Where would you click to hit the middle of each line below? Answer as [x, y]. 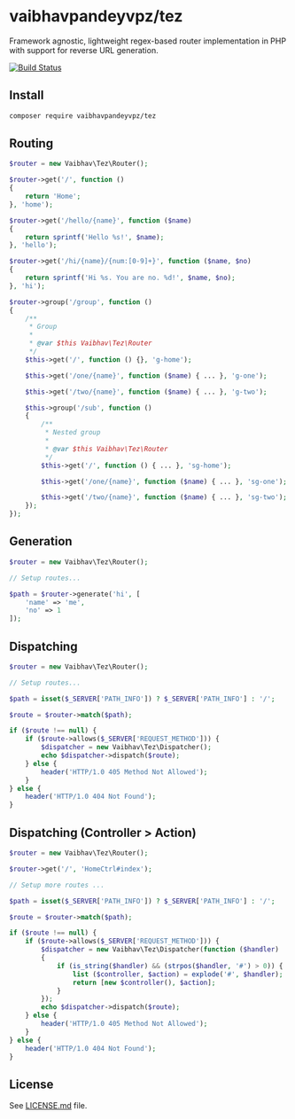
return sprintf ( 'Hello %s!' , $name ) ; [95, 237]
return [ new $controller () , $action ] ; [144, 982]
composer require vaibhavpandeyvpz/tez [83, 116]
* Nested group [73, 433]
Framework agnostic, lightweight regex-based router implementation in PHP [147, 41]
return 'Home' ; [53, 197]
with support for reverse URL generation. [84, 50]
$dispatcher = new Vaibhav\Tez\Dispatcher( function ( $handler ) [160, 950]
